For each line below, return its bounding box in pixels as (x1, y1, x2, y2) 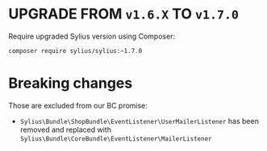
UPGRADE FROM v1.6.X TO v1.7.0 (8, 5, 240, 23)
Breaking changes (8, 74, 133, 92)
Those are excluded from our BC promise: (8, 100, 148, 110)
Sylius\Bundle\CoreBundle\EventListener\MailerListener (19, 134, 212, 143)
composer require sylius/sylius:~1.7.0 (8, 47, 143, 55)
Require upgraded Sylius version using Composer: (8, 31, 176, 41)
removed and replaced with (19, 124, 111, 134)
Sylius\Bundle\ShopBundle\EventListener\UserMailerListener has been (19, 116, 260, 125)
